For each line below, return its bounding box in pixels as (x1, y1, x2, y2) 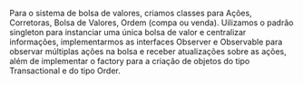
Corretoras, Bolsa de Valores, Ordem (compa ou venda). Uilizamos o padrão (9, 17, 294, 28)
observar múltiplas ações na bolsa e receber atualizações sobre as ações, (9, 46, 288, 57)
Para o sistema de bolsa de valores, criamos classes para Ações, (9, 8, 252, 18)
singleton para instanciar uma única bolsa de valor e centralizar (9, 27, 247, 37)
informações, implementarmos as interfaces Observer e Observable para (9, 36, 283, 47)
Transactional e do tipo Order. (9, 65, 121, 76)
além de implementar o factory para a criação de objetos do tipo (9, 56, 250, 66)
